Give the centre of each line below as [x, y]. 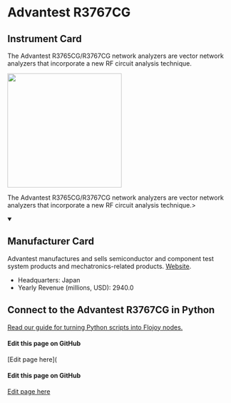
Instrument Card [45, 39]
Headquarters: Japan [49, 280]
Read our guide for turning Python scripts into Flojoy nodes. [95, 327]
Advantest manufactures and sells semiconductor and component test [111, 258]
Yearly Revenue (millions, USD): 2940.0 [76, 287]
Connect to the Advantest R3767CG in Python [111, 310]
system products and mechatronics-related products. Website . [99, 266]
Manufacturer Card [51, 241]
